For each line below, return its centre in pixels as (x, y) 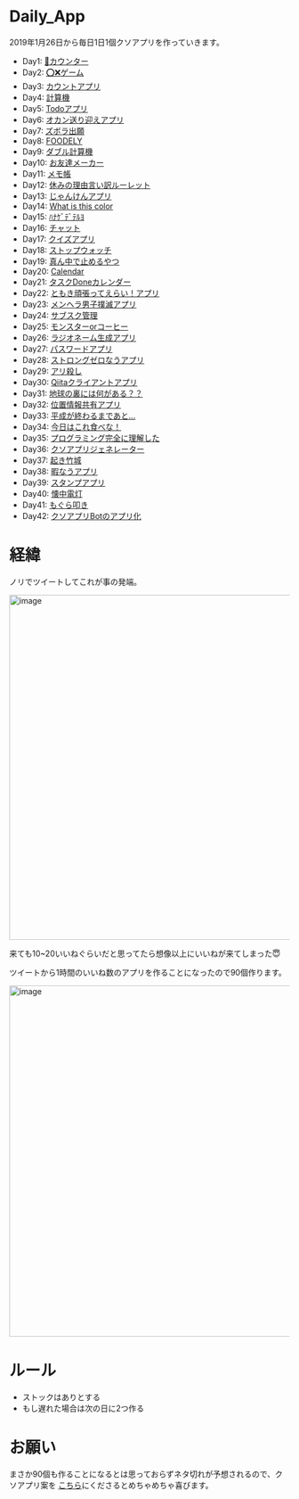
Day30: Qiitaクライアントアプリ (80, 382)
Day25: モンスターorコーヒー (75, 326)
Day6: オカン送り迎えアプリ (73, 119)
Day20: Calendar (53, 271)
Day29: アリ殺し (52, 371)
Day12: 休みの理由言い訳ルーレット (86, 185)
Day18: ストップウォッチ (67, 250)
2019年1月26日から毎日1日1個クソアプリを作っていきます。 (117, 42)
